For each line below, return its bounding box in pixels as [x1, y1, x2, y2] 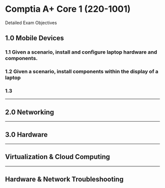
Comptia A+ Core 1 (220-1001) [5, 3, 131, 15]
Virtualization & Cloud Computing [5, 153, 110, 161]
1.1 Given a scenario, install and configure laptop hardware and [5, 49, 157, 56]
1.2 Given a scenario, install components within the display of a [5, 68, 159, 75]
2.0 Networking [5, 108, 54, 116]
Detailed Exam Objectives [5, 20, 57, 26]
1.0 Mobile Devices [5, 34, 64, 42]
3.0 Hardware [5, 130, 48, 139]
